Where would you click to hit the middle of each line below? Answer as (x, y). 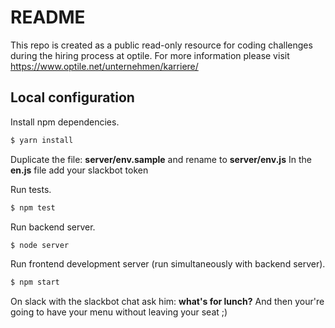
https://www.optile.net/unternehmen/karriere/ (104, 66)
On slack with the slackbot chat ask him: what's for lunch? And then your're (167, 302)
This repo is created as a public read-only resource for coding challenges (161, 45)
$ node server (40, 245)
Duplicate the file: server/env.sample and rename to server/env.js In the (161, 159)
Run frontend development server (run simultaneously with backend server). (168, 264)
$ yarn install (42, 140)
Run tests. (31, 189)
